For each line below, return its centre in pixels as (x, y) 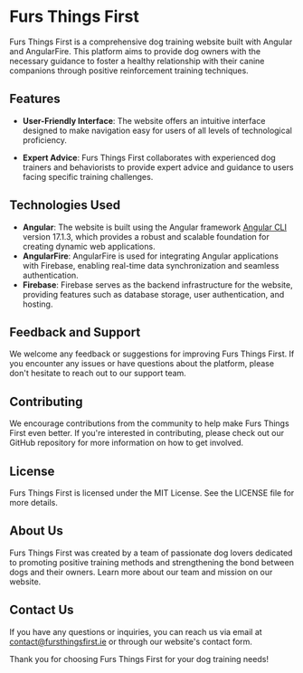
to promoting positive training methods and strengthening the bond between (151, 562)
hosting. (38, 304)
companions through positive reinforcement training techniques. (129, 71)
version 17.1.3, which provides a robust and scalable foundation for (146, 236)
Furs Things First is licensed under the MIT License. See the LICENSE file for (152, 493)
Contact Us (42, 610)
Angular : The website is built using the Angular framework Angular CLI (155, 227)
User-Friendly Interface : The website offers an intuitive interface (144, 120)
